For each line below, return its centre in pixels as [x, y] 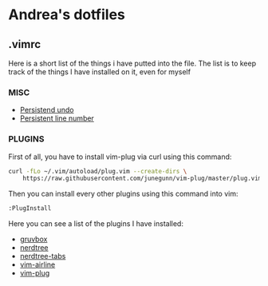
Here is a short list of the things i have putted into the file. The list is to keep [132, 63]
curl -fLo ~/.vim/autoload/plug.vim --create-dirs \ [98, 171]
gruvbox [33, 239]
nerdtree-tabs [43, 256]
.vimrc [25, 44]
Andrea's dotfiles [67, 15]
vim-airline [37, 264]
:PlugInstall [30, 209]
